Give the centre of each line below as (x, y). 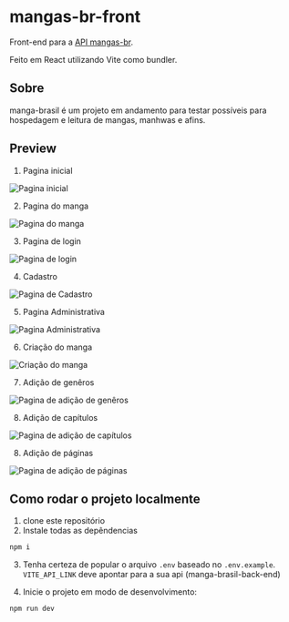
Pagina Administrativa (63, 311)
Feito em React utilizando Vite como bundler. (93, 59)
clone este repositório (64, 521)
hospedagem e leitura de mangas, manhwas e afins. (108, 119)
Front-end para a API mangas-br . (72, 42)
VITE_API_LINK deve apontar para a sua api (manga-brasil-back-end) (151, 575)
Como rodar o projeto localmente (105, 499)
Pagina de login (52, 241)
